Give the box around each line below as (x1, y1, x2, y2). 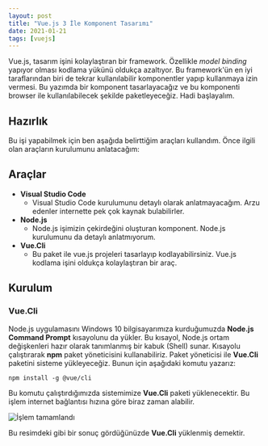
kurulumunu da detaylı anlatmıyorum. (31, 232, 156, 242)
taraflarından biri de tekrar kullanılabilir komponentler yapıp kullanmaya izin (8, 74, 258, 83)
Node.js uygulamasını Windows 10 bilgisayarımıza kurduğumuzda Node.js (8, 324, 254, 334)
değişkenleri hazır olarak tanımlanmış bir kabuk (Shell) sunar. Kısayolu (8, 341, 241, 351)
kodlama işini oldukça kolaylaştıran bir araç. (31, 258, 178, 267)
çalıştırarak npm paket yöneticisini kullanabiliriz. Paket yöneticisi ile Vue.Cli (8, 349, 258, 360)
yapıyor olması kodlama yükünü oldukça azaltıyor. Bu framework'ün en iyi (8, 65, 253, 75)
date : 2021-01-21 (8, 27, 67, 35)
